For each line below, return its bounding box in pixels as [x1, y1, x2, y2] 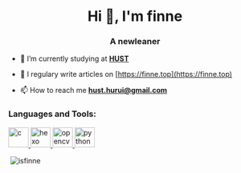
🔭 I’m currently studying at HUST [19, 54, 129, 63]
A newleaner [109, 36, 161, 47]
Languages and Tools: [8, 108, 96, 119]
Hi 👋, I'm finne [87, 7, 183, 26]
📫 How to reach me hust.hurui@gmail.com [19, 86, 167, 95]
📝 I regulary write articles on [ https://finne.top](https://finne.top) [19, 70, 233, 79]
